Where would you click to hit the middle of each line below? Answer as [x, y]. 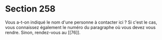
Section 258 [30, 9]
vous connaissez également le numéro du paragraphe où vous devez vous [81, 27]
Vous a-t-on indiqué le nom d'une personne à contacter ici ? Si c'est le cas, [81, 22]
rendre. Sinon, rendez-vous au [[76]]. [43, 32]
